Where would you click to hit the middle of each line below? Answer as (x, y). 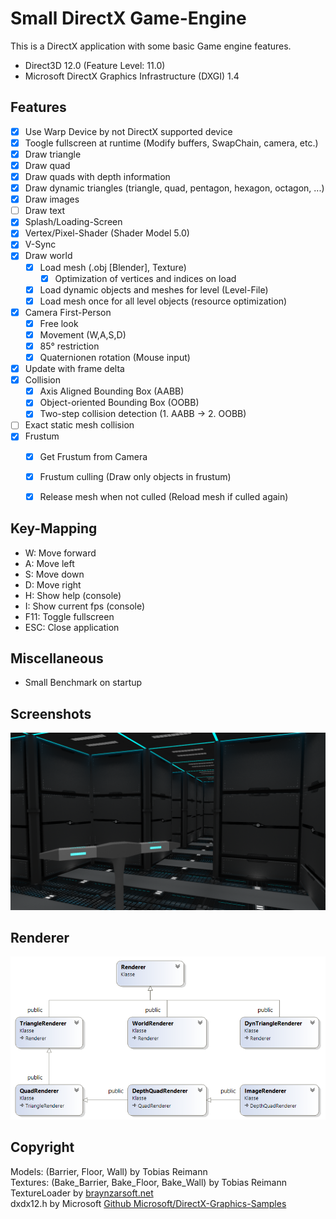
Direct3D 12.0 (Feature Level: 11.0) (95, 65)
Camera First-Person (68, 312)
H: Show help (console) (73, 595)
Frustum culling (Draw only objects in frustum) (135, 476)
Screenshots (51, 713)
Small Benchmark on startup (83, 683)
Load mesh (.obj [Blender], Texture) (113, 267)
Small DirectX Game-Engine (128, 18)
